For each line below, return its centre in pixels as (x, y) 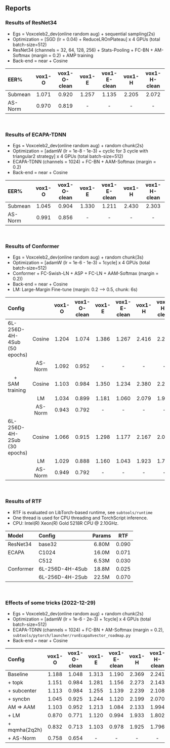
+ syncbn (19, 699)
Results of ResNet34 (31, 23)
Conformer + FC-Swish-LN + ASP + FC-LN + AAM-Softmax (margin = (86, 273)
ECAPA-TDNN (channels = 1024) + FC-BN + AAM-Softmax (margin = (84, 161)
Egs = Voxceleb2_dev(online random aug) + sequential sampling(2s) (84, 34)
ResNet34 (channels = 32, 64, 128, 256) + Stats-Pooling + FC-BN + (83, 50)
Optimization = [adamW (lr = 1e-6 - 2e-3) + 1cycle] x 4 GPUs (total (81, 619)
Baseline (18, 674)
